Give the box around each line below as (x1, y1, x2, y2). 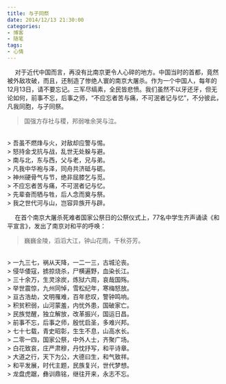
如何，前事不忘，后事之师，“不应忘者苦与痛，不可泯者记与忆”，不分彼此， (12, 93, 223, 101)
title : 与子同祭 (7, 10, 49, 17)
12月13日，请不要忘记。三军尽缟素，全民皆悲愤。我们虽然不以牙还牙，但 (7, 85, 212, 93)
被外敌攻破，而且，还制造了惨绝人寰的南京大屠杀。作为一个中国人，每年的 (7, 76, 217, 84)
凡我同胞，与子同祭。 (7, 102, 67, 110)
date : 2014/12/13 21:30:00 (7, 16, 84, 23)
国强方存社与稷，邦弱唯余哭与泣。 (23, 117, 121, 125)
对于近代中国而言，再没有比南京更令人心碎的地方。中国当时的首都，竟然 (14, 68, 219, 76)
